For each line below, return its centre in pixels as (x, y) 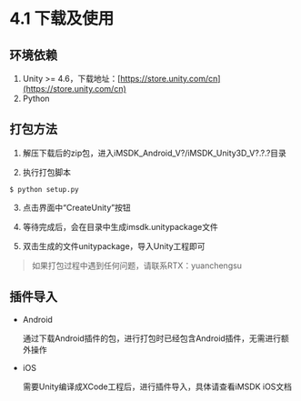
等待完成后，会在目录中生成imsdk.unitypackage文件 (120, 226)
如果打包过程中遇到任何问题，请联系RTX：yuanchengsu (137, 266)
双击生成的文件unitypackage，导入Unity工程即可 (114, 246)
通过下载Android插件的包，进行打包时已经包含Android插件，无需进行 (152, 338)
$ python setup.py (44, 189)
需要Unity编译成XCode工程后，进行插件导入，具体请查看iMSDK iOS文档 (157, 386)
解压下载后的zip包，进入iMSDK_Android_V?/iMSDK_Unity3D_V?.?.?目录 (154, 153)
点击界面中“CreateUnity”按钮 (76, 207)
